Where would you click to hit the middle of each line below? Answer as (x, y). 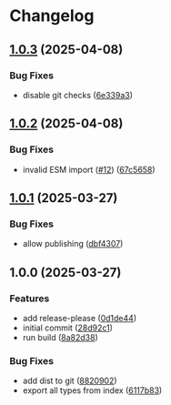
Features (30, 299)
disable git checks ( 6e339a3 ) (78, 95)
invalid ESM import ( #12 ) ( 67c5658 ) (89, 169)
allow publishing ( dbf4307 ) (73, 244)
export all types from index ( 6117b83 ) (92, 390)
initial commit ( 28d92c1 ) (68, 328)
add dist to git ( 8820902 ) (70, 381)
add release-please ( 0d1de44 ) (80, 318)
